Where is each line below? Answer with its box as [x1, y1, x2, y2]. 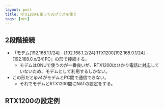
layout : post [5, 7, 32, 12]
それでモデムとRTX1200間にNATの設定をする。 [19, 81, 115, 87]
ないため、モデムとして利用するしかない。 [24, 69, 110, 74]
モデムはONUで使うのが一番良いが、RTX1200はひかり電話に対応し [19, 62, 155, 68]
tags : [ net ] [5, 16, 29, 21]
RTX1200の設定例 [5, 97, 60, 105]
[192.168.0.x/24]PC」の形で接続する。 [12, 56, 89, 62]
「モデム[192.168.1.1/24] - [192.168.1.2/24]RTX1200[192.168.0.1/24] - [12, 50, 148, 56]
